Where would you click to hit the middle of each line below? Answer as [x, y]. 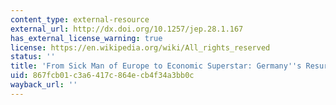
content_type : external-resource [80, 19]
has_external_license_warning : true [86, 38]
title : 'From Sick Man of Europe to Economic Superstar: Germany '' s [156, 66]
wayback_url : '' [44, 85]
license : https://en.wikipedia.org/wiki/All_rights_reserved [140, 47]
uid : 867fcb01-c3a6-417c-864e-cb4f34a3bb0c [102, 76]
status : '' [33, 57]
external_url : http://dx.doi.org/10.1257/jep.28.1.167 [127, 29]
